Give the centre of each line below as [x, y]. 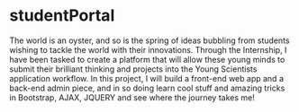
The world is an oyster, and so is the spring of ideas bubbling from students [149, 40]
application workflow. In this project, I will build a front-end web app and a [146, 78]
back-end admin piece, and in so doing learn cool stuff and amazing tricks [147, 88]
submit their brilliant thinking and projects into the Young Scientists [133, 69]
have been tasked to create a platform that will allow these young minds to [147, 59]
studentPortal [62, 16]
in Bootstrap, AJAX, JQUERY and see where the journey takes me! [132, 97]
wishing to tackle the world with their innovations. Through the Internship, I [148, 49]
